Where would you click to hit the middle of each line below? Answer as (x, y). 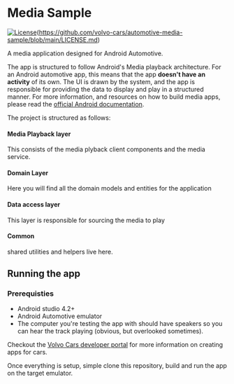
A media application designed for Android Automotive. (85, 53)
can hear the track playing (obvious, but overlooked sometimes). (110, 331)
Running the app (44, 274)
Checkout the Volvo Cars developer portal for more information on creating (115, 345)
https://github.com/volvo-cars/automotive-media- (111, 32)
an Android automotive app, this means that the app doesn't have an (107, 74)
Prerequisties (31, 294)
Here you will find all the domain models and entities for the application (109, 188)
